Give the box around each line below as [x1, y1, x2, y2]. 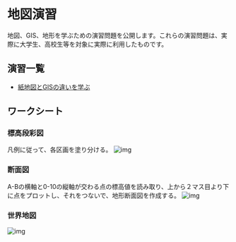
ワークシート [7, 105, 64, 117]
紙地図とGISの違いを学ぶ [17, 83, 90, 91]
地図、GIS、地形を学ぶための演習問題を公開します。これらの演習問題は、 [7, 31, 221, 40]
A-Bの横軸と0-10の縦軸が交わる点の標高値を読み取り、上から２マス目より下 [7, 182, 230, 190]
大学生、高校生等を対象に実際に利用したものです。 [19, 40, 168, 48]
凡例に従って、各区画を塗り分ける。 [7, 145, 112, 154]
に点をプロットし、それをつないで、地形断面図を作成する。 [7, 191, 181, 200]
